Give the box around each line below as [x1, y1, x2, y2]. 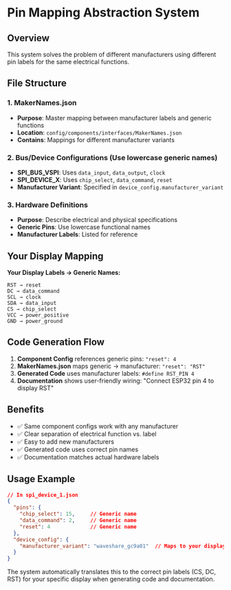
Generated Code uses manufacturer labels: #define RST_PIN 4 [16, 369, 195, 377]
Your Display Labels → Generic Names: [7, 269, 121, 277]
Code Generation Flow [7, 337, 105, 348]
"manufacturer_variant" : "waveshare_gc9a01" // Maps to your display [19, 543, 226, 549]
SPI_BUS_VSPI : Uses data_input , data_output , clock [16, 168, 166, 177]
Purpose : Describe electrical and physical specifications [16, 216, 177, 224]
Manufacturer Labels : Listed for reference [16, 230, 138, 238]
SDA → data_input [7, 300, 57, 307]
